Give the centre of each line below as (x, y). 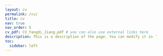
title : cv (15, 19)
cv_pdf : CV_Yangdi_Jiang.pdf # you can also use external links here (77, 32)
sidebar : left (24, 46)
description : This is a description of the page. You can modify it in (79, 37)
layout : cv (16, 9)
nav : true (15, 23)
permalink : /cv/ (21, 14)
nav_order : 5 (18, 28)
